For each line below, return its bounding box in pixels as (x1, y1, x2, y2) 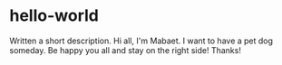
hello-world (9, 5, 100, 26)
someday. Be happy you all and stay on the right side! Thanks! (9, 44, 242, 55)
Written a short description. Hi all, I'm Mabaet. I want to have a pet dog (9, 35, 274, 46)
